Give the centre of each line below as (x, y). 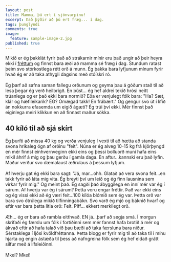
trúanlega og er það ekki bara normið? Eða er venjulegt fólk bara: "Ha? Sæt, (85, 96)
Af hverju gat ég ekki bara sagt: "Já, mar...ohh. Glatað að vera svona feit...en (85, 173)
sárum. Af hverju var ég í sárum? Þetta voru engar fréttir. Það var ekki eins (83, 189)
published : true (23, 43)
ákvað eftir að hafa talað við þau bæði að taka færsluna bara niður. (75, 228)
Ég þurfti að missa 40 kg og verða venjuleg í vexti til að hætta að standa (81, 141)
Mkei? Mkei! (18, 255)
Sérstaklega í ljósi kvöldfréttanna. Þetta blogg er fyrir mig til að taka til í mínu (85, 233)
